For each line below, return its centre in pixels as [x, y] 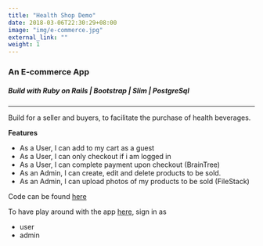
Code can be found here [48, 197]
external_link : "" [38, 37]
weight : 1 [24, 45]
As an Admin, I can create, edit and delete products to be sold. [120, 173]
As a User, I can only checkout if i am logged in [95, 157]
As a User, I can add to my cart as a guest [87, 148]
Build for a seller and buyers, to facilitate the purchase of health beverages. [130, 118]
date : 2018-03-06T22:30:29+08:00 [63, 23]
